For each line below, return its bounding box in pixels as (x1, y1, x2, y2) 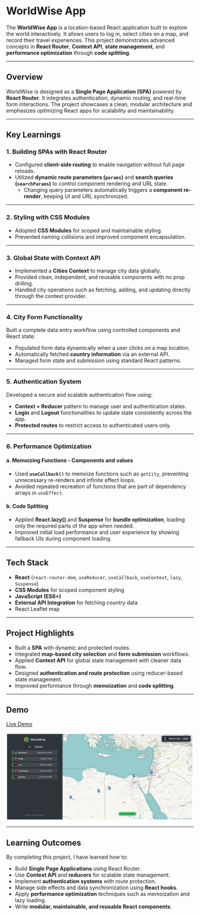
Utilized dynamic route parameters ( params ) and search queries (14, 174, 174, 181)
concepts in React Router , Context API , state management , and (6, 43, 165, 50)
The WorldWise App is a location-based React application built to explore (6, 24, 187, 31)
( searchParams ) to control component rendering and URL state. (14, 180, 168, 187)
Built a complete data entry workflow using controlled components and (6, 327, 180, 334)
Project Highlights (6, 628, 74, 638)
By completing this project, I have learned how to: (6, 853, 128, 861)
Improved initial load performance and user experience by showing (14, 529, 180, 536)
